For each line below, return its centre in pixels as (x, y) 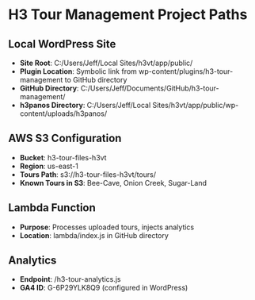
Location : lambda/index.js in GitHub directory (94, 235)
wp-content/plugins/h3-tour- (186, 71)
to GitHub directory (96, 80)
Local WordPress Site (62, 44)
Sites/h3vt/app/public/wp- (196, 105)
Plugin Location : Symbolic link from (78, 71)
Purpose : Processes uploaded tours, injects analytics (107, 227)
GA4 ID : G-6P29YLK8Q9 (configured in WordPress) (104, 288)
